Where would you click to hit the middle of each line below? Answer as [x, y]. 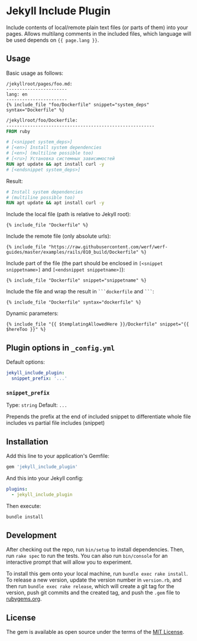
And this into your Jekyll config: [45, 478]
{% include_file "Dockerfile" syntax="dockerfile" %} [74, 302]
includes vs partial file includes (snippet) [56, 423]
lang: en [17, 94]
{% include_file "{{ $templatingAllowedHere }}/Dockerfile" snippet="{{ [98, 324]
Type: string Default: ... [37, 405]
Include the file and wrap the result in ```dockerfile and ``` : [80, 292]
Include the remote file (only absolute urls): [59, 236]
